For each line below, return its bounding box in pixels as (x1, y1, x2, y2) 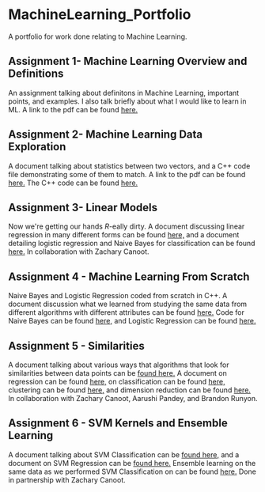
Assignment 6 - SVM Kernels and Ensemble (8, 417, 228, 430)
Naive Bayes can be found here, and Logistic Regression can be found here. (8, 316, 256, 326)
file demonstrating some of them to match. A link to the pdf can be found (8, 169, 246, 179)
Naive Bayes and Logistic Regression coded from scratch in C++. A (8, 291, 228, 301)
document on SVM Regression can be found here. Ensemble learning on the (8, 458, 256, 467)
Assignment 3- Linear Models (8, 200, 158, 214)
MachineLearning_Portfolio (8, 6, 191, 24)
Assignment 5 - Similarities (8, 339, 145, 353)
